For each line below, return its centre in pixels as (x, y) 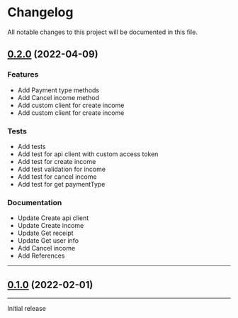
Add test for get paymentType (61, 184)
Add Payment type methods (58, 90)
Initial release (27, 309)
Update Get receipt (45, 233)
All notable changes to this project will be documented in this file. (103, 32)
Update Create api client (53, 218)
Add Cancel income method (58, 97)
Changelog (40, 12)
